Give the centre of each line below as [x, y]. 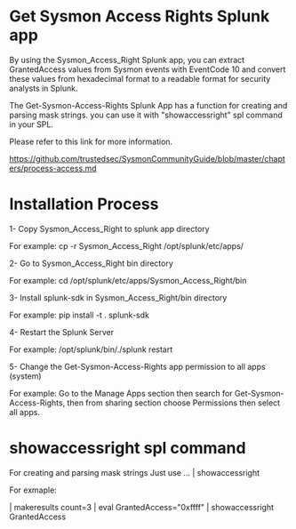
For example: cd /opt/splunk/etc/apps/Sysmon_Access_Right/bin [128, 280]
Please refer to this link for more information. [91, 141]
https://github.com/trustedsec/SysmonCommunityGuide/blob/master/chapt [148, 158]
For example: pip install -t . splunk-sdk [79, 315]
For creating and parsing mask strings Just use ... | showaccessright [135, 472]
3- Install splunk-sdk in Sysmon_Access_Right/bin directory [118, 297]
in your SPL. [31, 124]
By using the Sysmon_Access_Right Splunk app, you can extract [127, 60]
